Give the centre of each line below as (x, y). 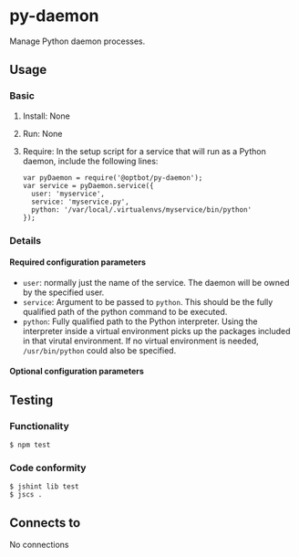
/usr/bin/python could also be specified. (99, 350)
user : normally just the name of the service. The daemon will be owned (156, 282)
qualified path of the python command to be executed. (125, 311)
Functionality (40, 426)
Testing (31, 399)
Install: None (46, 116)
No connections (40, 545)
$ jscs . (26, 495)
